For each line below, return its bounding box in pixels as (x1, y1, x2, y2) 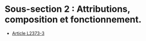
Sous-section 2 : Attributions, (4, 3, 130, 15)
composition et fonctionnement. (4, 14, 142, 25)
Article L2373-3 (11, 30, 44, 36)
